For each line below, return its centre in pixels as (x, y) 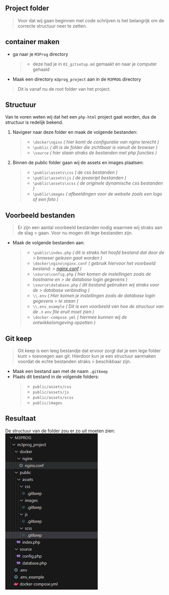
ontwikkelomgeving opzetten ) (64, 323)
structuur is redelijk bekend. (34, 122)
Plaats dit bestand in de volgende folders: (56, 377)
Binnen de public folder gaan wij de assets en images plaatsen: (78, 163)
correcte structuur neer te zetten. (52, 26)
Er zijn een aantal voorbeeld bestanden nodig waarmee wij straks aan (90, 228)
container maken (32, 42)
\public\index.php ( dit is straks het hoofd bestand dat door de (99, 252)
